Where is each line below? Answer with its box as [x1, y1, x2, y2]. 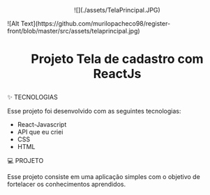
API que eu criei [17, 128, 63, 136]
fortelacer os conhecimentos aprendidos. [7, 180, 126, 189]
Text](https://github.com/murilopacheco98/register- [20, 19, 171, 27]
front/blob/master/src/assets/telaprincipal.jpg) [7, 27, 141, 35]
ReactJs [93, 66, 142, 82]
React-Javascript [17, 120, 67, 129]
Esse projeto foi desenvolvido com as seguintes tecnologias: [7, 107, 181, 116]
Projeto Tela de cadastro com [31, 52, 204, 67]
